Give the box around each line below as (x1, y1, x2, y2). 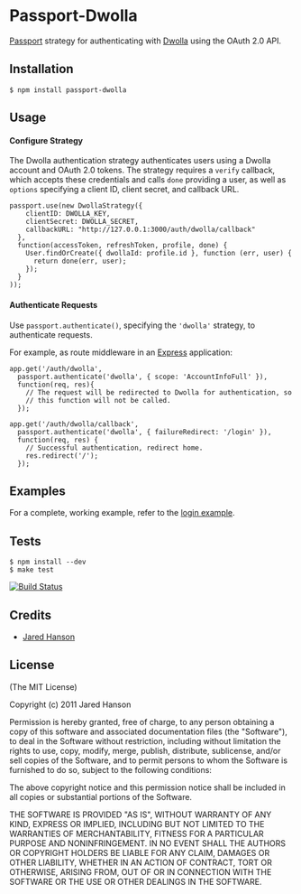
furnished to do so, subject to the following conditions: (9, 764, 212, 775)
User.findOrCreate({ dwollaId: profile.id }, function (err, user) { (25, 249, 293, 258)
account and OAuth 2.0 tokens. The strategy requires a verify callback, (9, 164, 276, 176)
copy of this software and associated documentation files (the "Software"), (9, 726, 288, 737)
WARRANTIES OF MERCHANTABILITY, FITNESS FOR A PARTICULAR (9, 828, 264, 839)
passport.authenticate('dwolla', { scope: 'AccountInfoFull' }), (17, 372, 269, 381)
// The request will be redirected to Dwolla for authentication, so (25, 387, 293, 397)
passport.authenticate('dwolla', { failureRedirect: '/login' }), (17, 427, 272, 436)
